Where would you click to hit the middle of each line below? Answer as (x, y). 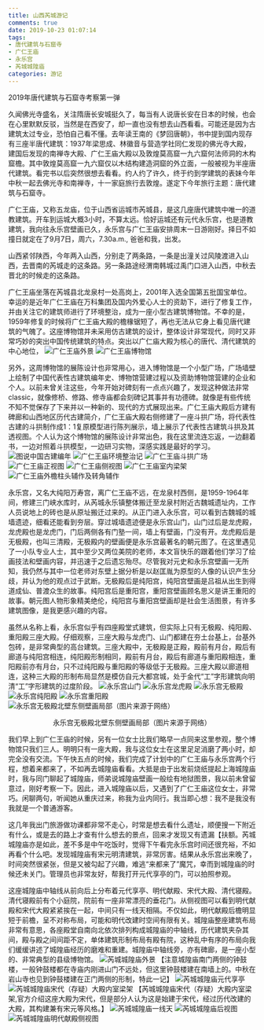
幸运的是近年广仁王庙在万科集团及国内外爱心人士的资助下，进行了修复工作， (132, 302)
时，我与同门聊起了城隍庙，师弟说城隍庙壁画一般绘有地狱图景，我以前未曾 (128, 778)
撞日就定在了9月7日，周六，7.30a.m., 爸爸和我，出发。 (97, 239)
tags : (17, 37)
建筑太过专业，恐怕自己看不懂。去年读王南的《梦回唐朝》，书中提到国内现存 (130, 134)
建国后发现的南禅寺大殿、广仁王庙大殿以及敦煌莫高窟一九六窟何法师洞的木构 (132, 153)
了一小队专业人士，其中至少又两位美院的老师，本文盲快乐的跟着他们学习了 (128, 551)
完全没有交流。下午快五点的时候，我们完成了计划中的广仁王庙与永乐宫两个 (128, 759)
